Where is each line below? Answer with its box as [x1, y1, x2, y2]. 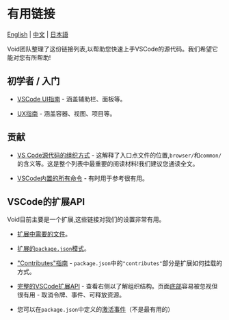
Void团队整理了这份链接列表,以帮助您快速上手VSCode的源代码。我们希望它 [7, 45, 219, 53]
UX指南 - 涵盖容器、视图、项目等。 [16, 109, 116, 117]
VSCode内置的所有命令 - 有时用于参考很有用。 [16, 174, 149, 182]
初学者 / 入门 [7, 75, 60, 87]
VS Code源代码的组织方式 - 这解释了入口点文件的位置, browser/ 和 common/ [16, 151, 222, 159]
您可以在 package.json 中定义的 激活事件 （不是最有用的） [16, 306, 174, 314]
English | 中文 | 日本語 [7, 30, 68, 38]
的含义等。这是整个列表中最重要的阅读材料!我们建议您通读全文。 [16, 159, 199, 168]
